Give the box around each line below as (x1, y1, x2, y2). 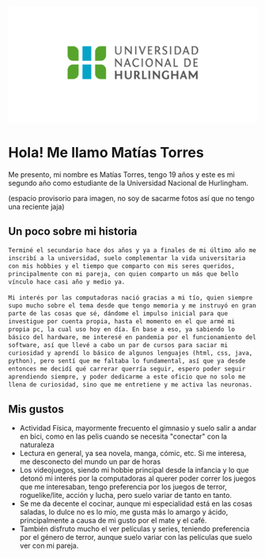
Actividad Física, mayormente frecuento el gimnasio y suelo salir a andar (19, 424, 257, 433)
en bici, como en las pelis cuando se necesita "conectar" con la (19, 432, 228, 441)
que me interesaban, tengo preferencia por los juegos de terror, (19, 482, 227, 492)
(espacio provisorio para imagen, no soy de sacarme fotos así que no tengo (8, 193, 255, 203)
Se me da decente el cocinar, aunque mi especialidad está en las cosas (19, 499, 253, 508)
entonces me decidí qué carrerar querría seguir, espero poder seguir (8, 365, 246, 373)
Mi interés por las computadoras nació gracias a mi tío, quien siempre (8, 294, 253, 302)
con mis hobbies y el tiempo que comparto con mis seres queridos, (8, 262, 236, 270)
